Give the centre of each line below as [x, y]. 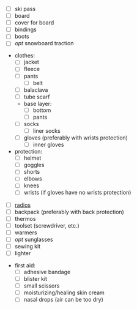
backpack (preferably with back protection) [69, 212]
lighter [23, 253]
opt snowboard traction [44, 43]
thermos [25, 218]
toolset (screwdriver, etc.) [47, 225]
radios [23, 205]
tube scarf [37, 97]
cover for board [34, 23]
